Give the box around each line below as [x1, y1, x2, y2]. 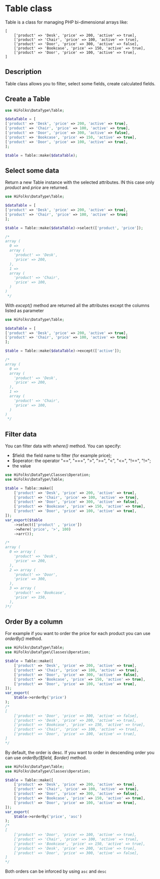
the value [12, 463, 31, 469]
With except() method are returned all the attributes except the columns [5, 302, 150, 308]
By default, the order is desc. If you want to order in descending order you [5, 749, 155, 755]
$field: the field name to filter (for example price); [12, 453, 112, 459]
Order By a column [5, 617, 63, 626]
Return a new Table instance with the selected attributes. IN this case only [5, 179, 155, 185]
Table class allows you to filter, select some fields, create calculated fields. [5, 80, 156, 86]
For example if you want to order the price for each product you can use [5, 631, 151, 636]
